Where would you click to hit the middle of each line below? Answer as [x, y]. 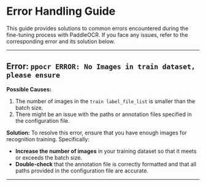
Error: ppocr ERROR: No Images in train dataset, [101, 67]
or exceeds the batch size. [49, 157]
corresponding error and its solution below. [61, 41]
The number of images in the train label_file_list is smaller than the [105, 101]
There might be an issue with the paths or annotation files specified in [103, 114]
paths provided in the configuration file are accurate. [82, 171]
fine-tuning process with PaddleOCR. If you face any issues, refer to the [97, 34]
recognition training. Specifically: [48, 139]
